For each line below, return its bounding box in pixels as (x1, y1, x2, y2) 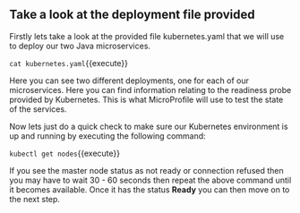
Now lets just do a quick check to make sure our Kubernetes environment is (9, 121, 288, 132)
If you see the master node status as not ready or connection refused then (9, 165, 284, 175)
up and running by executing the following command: (9, 130, 206, 141)
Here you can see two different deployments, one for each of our (9, 75, 249, 86)
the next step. (9, 193, 61, 204)
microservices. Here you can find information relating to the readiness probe (9, 84, 292, 95)
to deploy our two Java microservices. (9, 40, 150, 51)
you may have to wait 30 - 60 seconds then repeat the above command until (9, 175, 292, 185)
